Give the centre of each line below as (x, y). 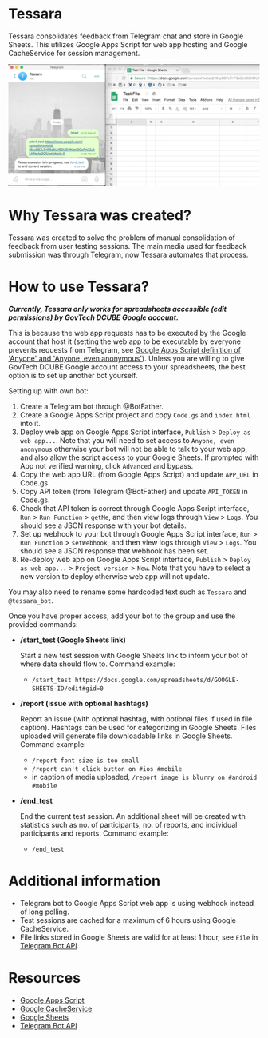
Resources (45, 978)
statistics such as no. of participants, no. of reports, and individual (128, 824)
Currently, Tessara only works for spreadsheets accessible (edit (118, 309)
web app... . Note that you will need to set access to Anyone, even (127, 440)
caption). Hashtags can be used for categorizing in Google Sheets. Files (138, 727)
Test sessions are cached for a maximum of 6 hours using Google (128, 920)
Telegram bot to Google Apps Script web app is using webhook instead (137, 903)
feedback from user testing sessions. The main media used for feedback (128, 246)
